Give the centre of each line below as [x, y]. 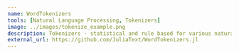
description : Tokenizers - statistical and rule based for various [110, 33]
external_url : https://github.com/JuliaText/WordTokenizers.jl [103, 40]
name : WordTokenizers [39, 14]
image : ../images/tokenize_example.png [67, 27]
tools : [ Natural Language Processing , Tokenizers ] [84, 20]
